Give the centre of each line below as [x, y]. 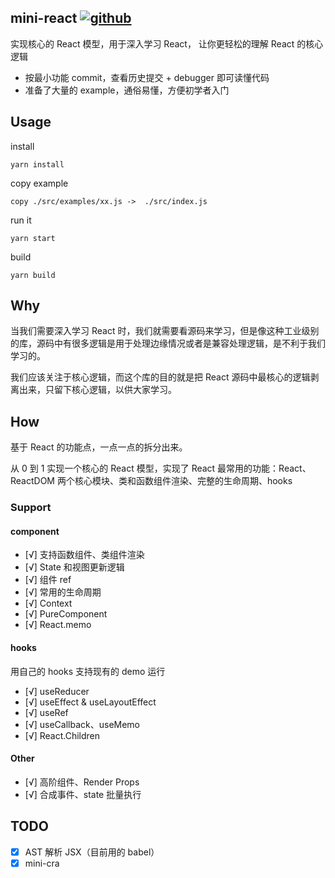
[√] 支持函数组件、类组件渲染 [84, 555]
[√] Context [48, 603]
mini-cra [42, 863]
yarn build [33, 275]
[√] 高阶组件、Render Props [82, 782]
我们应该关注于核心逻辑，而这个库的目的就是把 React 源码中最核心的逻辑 [160, 377]
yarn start [33, 238]
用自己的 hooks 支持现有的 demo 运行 [88, 671]
